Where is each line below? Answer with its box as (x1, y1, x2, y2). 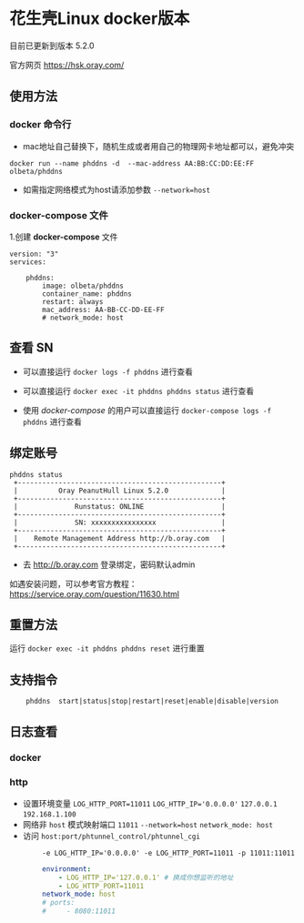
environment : (42, 864, 92, 874)
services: (9, 257, 47, 267)
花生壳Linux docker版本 (9, 8, 190, 29)
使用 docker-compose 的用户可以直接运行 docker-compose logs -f (22, 404, 271, 415)
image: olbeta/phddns (42, 281, 125, 290)
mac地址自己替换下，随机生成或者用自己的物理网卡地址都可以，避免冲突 (22, 140, 294, 151)
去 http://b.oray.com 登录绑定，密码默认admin (22, 559, 196, 570)
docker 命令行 (9, 118, 72, 131)
